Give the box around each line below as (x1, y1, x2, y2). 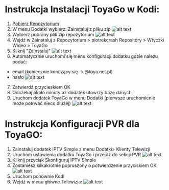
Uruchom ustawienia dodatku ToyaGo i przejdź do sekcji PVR (12, 151, 141, 157)
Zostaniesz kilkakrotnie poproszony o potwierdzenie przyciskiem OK (12, 162, 157, 168)
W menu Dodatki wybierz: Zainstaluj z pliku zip (12, 26, 111, 32)
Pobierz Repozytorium (12, 20, 59, 27)
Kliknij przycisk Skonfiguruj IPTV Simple (12, 157, 96, 163)
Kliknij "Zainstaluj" (12, 48, 51, 54)
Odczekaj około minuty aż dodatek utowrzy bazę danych (12, 89, 132, 95)
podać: (12, 58, 28, 65)
